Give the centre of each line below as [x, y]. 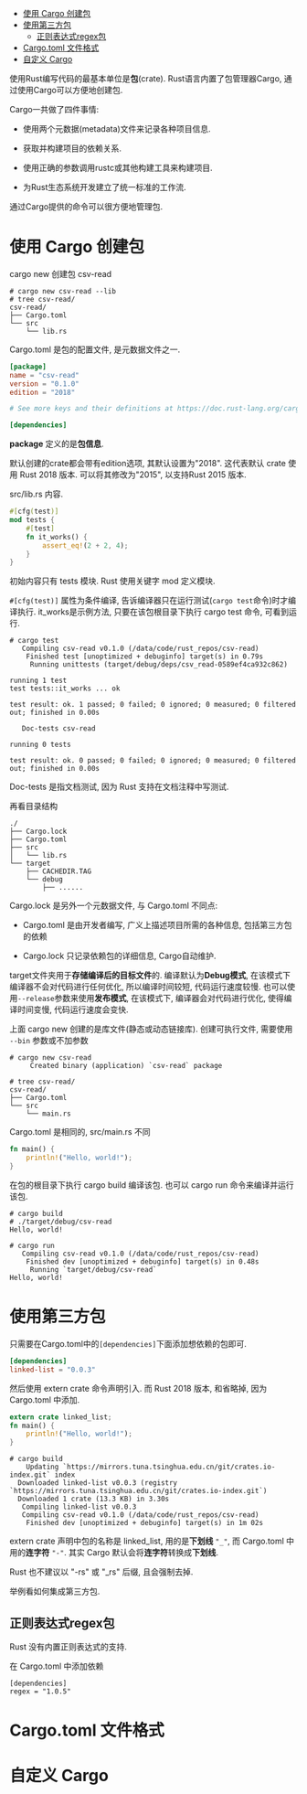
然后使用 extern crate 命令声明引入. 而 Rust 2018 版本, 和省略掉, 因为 [138, 1388]
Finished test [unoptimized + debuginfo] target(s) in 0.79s [144, 657]
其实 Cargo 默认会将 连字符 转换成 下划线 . [143, 1553]
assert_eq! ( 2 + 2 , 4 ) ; [85, 545]
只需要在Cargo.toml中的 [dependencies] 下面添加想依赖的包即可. [128, 1343]
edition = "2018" [42, 392]
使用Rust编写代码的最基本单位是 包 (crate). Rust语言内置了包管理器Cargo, [146, 79]
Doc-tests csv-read [58, 729]
